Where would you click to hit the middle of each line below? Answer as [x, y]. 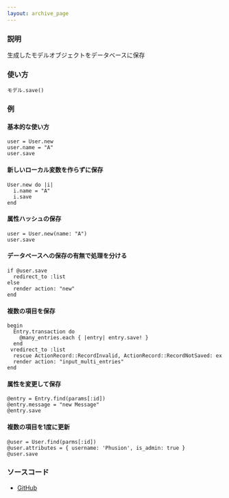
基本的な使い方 [28, 126]
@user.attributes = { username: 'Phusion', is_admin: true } [96, 448]
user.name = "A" [30, 148]
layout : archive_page [38, 13]
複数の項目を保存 [31, 310]
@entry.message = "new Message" [53, 405]
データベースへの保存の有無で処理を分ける [67, 256]
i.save [23, 196]
